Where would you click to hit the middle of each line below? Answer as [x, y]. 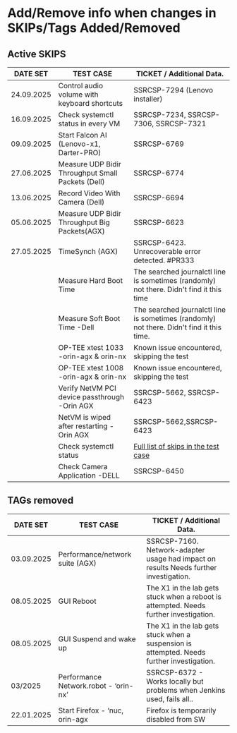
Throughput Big [84, 222]
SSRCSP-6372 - [175, 672]
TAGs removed [41, 501]
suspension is [169, 643]
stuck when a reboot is [184, 596]
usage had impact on [181, 559]
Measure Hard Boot [91, 280]
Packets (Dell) [81, 182]
